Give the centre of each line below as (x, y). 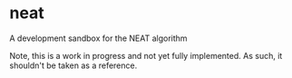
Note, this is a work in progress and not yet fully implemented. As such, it (146, 55)
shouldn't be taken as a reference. (73, 65)
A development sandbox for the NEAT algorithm (98, 38)
